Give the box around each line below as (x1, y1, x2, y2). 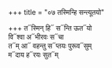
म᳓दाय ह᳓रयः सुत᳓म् (8, 50, 59, 59)
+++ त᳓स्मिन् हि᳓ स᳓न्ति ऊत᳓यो (8, 24, 92, 32)
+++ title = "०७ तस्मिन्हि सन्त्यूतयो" (8, 8, 105, 17)
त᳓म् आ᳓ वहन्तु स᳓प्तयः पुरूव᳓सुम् (8, 41, 92, 51)
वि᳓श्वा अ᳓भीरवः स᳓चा (8, 32, 65, 41)
